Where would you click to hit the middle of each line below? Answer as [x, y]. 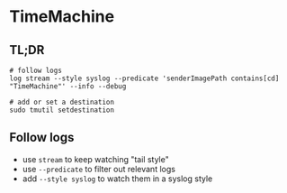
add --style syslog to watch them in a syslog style [117, 179]
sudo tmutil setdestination [62, 110]
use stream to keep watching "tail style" [95, 159]
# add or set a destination [62, 102]
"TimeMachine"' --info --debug [68, 87]
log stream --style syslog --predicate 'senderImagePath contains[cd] [144, 78]
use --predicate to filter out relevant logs [99, 169]
